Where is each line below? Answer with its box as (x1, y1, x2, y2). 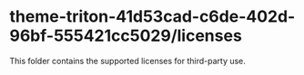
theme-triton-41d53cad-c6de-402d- (9, 6, 296, 27)
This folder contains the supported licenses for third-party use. (9, 55, 246, 66)
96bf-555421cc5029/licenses (9, 25, 243, 46)
